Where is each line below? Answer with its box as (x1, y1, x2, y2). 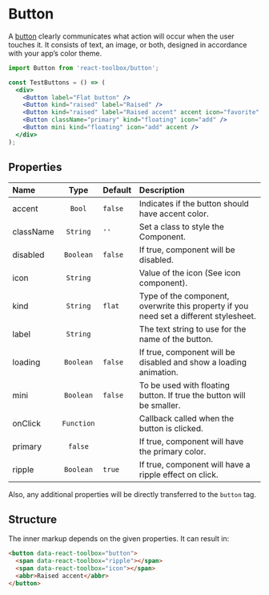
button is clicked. (139, 422, 203, 434)
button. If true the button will (139, 389, 246, 401)
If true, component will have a (139, 458, 251, 470)
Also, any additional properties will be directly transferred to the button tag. (8, 489, 256, 499)
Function (62, 418, 95, 428)
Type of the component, (139, 290, 230, 301)
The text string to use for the (139, 323, 247, 334)
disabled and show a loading (139, 357, 247, 368)
